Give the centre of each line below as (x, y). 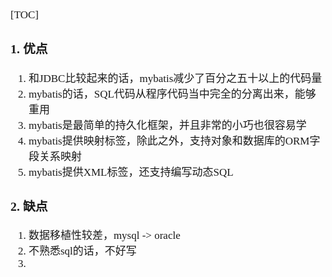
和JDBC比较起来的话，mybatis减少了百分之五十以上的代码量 (175, 78)
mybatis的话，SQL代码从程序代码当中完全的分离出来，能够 (172, 94)
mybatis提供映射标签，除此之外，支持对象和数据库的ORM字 (174, 140)
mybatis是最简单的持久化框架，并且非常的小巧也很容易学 (167, 125)
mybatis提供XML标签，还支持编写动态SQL (131, 172)
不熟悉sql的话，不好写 (82, 251)
